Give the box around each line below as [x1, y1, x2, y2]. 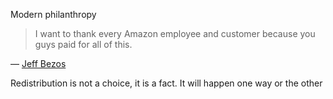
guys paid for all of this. [34, 39, 133, 50]
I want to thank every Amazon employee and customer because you [34, 28, 316, 39]
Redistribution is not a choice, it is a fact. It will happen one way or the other [10, 77, 323, 89]
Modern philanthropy [10, 9, 97, 20]
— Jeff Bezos [10, 58, 67, 69]
